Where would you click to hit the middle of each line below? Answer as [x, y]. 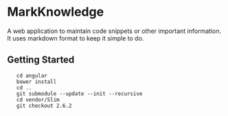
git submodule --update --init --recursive [79, 93]
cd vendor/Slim [38, 100]
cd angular [32, 76]
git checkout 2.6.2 [44, 106]
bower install [36, 82]
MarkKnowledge [56, 12]
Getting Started [41, 60]
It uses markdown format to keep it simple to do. [76, 38]
